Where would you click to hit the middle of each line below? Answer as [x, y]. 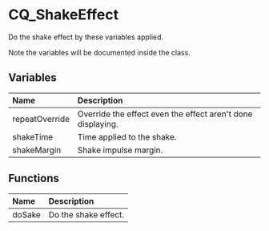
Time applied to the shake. [127, 136]
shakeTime [33, 136]
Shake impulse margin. [120, 150]
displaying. [98, 124]
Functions [34, 178]
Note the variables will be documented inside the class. [99, 52]
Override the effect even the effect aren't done [165, 114]
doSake [27, 214]
